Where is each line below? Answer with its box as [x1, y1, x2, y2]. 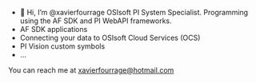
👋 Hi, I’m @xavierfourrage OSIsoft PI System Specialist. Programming [19, 8, 249, 17]
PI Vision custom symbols [19, 41, 106, 51]
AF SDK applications [19, 25, 88, 34]
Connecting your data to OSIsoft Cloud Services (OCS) [19, 33, 201, 42]
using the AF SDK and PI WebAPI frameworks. [19, 16, 172, 26]
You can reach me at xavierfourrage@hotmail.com [8, 65, 174, 75]
